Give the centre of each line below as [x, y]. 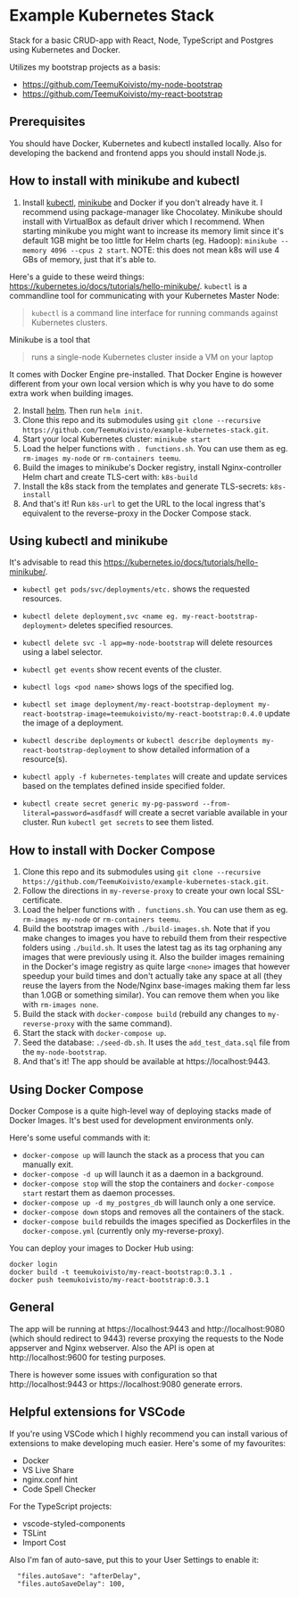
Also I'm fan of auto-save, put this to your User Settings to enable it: [134, 1560]
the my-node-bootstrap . [64, 1052]
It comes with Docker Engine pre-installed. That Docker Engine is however [146, 374]
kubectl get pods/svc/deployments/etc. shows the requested [136, 589]
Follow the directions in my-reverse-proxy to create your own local [143, 891]
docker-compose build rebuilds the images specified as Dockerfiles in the [156, 1221]
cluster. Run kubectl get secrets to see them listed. [118, 823]
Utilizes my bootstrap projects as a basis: [85, 67]
